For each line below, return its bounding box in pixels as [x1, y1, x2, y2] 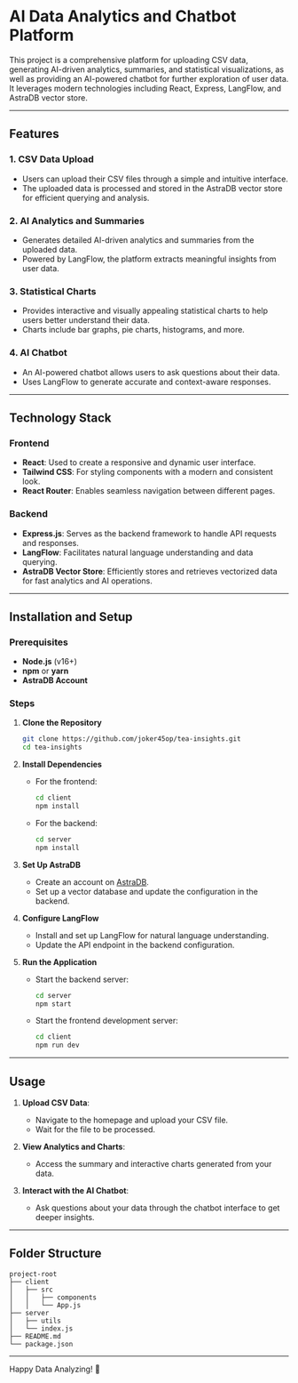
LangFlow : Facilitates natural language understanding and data [21, 547, 254, 558]
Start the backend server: [35, 974, 129, 985]
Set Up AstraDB [21, 859, 82, 870]
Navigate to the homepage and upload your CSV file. [35, 1114, 229, 1126]
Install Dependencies [21, 759, 102, 770]
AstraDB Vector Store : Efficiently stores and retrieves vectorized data [21, 566, 278, 576]
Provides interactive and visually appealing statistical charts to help [21, 305, 269, 317]
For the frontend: [35, 776, 98, 787]
